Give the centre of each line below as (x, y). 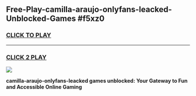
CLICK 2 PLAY (26, 57)
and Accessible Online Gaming (44, 87)
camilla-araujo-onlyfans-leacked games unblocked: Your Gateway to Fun (97, 80)
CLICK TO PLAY (29, 35)
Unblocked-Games (41, 19)
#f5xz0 (91, 19)
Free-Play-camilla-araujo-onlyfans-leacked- (89, 10)
